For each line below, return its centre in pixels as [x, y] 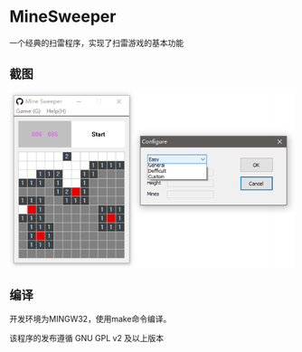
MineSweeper [63, 17]
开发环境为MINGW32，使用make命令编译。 [90, 319]
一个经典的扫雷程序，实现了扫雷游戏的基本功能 [96, 43]
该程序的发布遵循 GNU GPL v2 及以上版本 [87, 338]
